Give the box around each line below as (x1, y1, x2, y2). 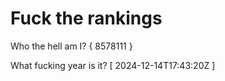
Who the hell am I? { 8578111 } (10, 40, 133, 52)
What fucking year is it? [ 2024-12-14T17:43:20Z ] (10, 59, 216, 71)
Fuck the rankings (10, 7, 163, 30)
